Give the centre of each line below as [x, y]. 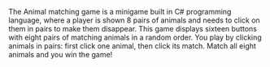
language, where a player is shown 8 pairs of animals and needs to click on [134, 20]
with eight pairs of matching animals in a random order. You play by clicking [135, 37]
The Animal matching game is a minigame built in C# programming [120, 12]
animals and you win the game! [61, 54]
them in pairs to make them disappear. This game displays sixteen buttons [133, 29]
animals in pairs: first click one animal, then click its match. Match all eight [132, 46]
